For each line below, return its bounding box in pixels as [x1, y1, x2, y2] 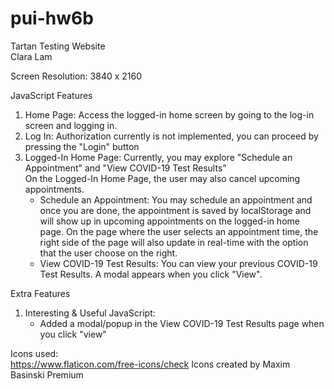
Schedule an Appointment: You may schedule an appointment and [39, 193, 313, 206]
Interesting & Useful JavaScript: [24, 307, 156, 319]
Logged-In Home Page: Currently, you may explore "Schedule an [24, 151, 293, 163]
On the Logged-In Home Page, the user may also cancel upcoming [24, 172, 301, 184]
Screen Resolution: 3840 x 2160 [10, 70, 143, 82]
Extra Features [10, 287, 71, 299]
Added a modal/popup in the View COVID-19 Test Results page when [39, 317, 325, 329]
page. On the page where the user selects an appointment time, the [39, 225, 319, 237]
